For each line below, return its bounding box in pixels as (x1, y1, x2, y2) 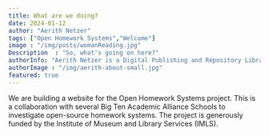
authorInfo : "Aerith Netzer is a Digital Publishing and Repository (8, 57, 242, 65)
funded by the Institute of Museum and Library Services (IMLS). (8, 118, 219, 128)
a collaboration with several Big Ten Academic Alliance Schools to (8, 102, 226, 111)
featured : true (8, 71, 59, 79)
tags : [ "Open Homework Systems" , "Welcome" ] (8, 34, 156, 42)
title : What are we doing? (8, 11, 98, 20)
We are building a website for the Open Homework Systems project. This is (8, 93, 256, 102)
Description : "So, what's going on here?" (8, 49, 159, 57)
